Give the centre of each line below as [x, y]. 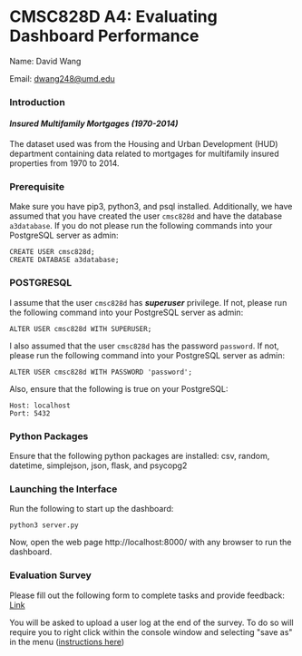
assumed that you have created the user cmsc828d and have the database [146, 216]
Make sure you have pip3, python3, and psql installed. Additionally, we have [151, 207]
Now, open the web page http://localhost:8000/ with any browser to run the [151, 543]
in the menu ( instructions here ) [67, 641]
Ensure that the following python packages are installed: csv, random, [140, 455]
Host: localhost [40, 406]
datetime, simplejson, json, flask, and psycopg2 [98, 465]
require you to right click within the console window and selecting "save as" [151, 632]
